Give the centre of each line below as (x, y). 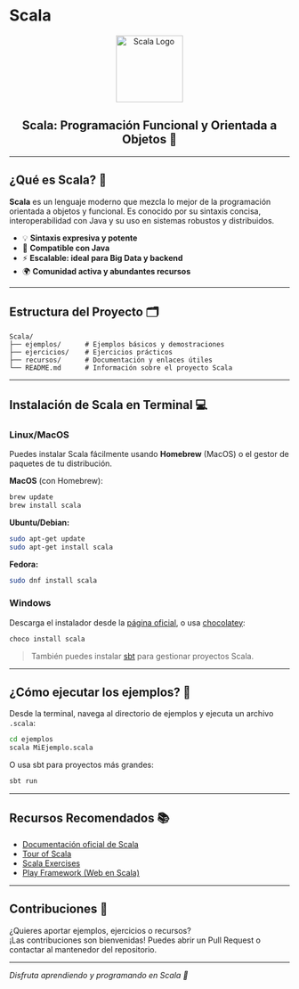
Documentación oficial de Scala (81, 844)
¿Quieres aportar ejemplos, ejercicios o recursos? (100, 930)
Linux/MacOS (39, 435)
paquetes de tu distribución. (61, 463)
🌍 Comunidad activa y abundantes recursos (106, 271)
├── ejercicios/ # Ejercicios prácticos (91, 353)
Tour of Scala (47, 854)
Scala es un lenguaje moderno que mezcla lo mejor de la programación (140, 201)
